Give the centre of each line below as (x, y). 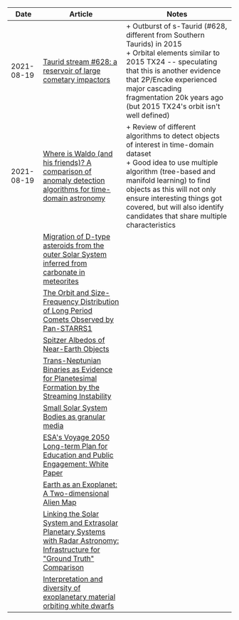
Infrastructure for (71, 550)
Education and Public (78, 455)
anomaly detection (74, 180)
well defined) (148, 115)
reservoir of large (71, 71)
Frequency (60, 301)
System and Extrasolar (80, 523)
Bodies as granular (74, 417)
